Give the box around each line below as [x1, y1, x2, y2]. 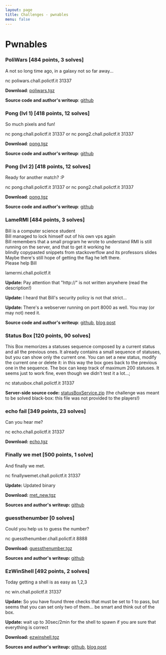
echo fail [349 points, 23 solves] [5, 408, 87, 415]
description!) [5, 285, 32, 291]
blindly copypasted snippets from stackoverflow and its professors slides [5, 249, 157, 255]
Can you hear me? [5, 419, 43, 425]
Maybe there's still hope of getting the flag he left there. [5, 254, 121, 260]
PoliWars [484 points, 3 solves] [5, 56, 84, 63]
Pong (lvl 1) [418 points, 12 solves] [5, 109, 90, 116]
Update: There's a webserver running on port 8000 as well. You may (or [5, 304, 155, 310]
